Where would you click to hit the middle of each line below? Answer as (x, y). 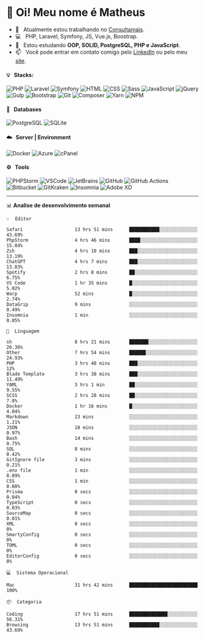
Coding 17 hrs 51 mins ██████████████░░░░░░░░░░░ (102, 614)
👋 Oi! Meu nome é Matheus (76, 13)
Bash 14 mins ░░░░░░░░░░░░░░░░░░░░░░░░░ (102, 438)
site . (20, 61)
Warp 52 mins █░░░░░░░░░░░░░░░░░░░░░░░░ (102, 294)
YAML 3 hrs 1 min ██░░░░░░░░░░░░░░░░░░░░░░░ (102, 385)
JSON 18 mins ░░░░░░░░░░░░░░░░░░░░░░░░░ (102, 428)
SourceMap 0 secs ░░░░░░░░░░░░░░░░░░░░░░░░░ (102, 513)
